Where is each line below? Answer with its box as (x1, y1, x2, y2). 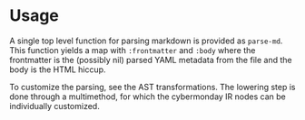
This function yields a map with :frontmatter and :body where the (9, 44, 256, 55)
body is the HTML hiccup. (9, 64, 106, 75)
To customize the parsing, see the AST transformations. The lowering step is (9, 81, 296, 92)
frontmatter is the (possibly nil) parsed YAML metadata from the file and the (9, 54, 292, 65)
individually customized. (9, 100, 100, 111)
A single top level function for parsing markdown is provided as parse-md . (9, 35, 283, 46)
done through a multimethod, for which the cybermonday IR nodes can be (9, 91, 286, 102)
